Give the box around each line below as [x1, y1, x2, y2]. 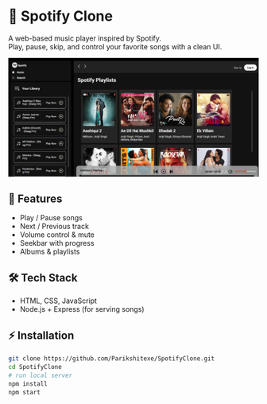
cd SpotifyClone [8, 363, 62, 371]
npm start [8, 388, 41, 396]
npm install [8, 379, 48, 388]
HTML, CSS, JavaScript [19, 296, 98, 305]
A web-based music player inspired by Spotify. [8, 33, 161, 43]
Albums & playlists [19, 247, 80, 257]
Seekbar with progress [19, 239, 95, 248]
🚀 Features [8, 192, 63, 206]
